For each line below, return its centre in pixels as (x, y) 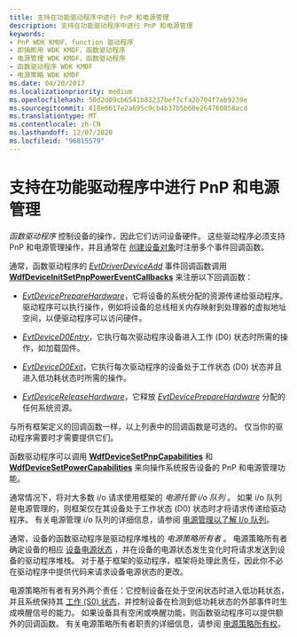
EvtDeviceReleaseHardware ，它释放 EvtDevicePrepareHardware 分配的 (154, 396)
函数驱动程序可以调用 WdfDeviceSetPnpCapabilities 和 (111, 456)
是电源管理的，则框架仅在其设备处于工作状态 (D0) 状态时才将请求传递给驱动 (148, 508)
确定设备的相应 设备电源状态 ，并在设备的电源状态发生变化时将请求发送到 (143, 549)
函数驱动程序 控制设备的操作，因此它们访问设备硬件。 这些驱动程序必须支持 (147, 236)
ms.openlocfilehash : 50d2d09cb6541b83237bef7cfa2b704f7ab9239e (129, 100)
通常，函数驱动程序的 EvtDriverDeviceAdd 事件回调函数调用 (118, 266)
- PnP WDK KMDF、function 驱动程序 (72, 42)
